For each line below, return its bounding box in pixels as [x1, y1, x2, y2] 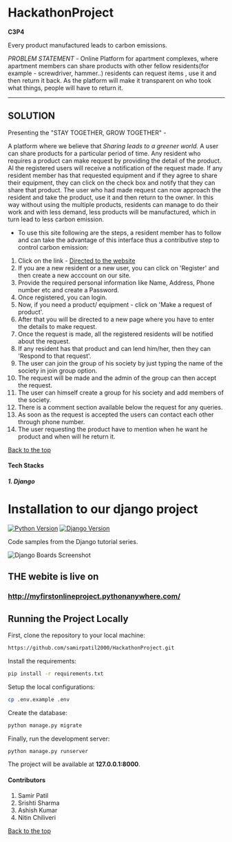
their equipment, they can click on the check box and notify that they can [8, 178, 215, 187]
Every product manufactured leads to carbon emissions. [8, 41, 167, 49]
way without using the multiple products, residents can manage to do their [8, 200, 219, 208]
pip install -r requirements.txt [8, 670, 104, 677]
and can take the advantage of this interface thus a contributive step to [17, 236, 220, 244]
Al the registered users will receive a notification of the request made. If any [8, 163, 223, 172]
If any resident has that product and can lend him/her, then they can [17, 344, 211, 352]
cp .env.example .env [8, 696, 70, 703]
